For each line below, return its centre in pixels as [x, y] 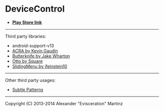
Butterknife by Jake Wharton [41, 56]
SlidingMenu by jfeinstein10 [40, 66]
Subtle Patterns [28, 89]
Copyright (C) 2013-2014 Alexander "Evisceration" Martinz [64, 103]
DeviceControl [35, 9]
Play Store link [27, 22]
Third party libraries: [26, 36]
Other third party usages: [31, 80]
